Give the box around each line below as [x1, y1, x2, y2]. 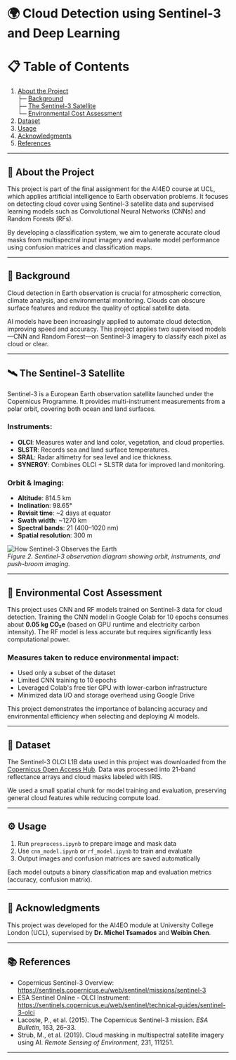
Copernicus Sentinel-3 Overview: [17, 978, 114, 987]
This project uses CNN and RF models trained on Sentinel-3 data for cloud [7, 605, 223, 613]
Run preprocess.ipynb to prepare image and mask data [17, 839, 177, 847]
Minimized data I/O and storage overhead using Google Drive [17, 691, 195, 700]
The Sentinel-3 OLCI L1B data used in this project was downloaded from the [7, 758, 227, 766]
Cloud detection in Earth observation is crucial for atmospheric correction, [7, 289, 223, 297]
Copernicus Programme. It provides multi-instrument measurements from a [7, 397, 225, 405]
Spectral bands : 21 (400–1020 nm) [17, 524, 119, 532]
